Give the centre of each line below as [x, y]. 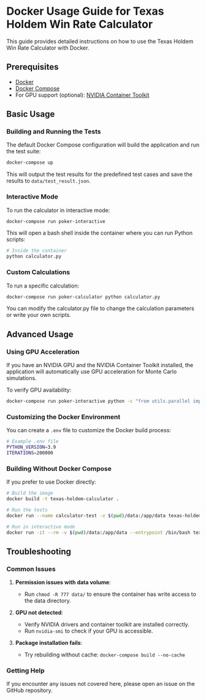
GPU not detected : [39, 613]
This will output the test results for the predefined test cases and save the [100, 174]
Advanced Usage [40, 334]
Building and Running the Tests [54, 132]
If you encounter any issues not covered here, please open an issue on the [101, 684]
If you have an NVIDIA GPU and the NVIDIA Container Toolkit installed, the [100, 365]
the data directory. [48, 601]
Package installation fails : [49, 643]
